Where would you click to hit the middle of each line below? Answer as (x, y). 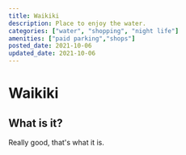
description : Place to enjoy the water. (78, 23)
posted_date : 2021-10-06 (50, 46)
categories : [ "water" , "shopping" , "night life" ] (94, 31)
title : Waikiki (34, 16)
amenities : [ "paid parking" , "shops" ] (72, 38)
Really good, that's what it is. (57, 142)
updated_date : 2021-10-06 (52, 53)
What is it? (36, 123)
